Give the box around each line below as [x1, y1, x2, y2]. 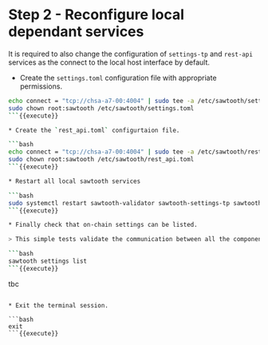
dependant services [8, 22, 144, 41]
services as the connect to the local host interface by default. [8, 57, 210, 67]
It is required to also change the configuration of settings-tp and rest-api [8, 49, 254, 58]
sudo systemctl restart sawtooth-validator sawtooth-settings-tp [8, 199, 230, 207]
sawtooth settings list [8, 257, 88, 265]
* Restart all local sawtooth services [8, 177, 141, 185]
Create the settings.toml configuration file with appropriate [19, 73, 217, 82]
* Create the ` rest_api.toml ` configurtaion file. [8, 126, 180, 134]
